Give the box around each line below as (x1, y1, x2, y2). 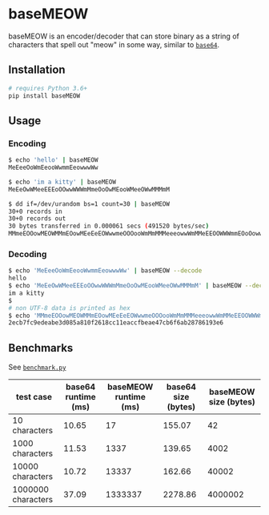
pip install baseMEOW (8, 91, 81, 100)
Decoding (8, 248, 47, 260)
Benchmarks (8, 341, 74, 355)
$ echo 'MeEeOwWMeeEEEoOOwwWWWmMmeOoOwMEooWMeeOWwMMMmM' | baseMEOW (8, 282, 242, 290)
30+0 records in (8, 207, 62, 215)
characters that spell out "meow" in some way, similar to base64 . (8, 39, 220, 49)
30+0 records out (8, 215, 66, 223)
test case (15, 392, 52, 403)
